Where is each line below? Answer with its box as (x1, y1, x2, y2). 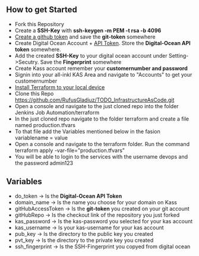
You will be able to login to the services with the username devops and (14, 153, 188, 160)
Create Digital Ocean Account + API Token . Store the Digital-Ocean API (14, 39, 191, 46)
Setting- (168, 52, 189, 59)
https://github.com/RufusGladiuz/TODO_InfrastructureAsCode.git (14, 96, 175, 103)
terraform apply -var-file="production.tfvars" (14, 147, 125, 154)
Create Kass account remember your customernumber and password (14, 65, 188, 72)
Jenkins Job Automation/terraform (14, 109, 100, 116)
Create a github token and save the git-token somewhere (14, 33, 156, 40)
